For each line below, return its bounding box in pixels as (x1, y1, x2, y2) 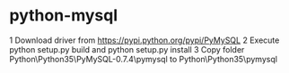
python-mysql (9, 5, 118, 26)
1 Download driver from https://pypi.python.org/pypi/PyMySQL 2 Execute (9, 35, 280, 45)
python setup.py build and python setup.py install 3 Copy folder (9, 44, 245, 54)
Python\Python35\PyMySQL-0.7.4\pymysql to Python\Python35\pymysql (9, 53, 278, 64)
